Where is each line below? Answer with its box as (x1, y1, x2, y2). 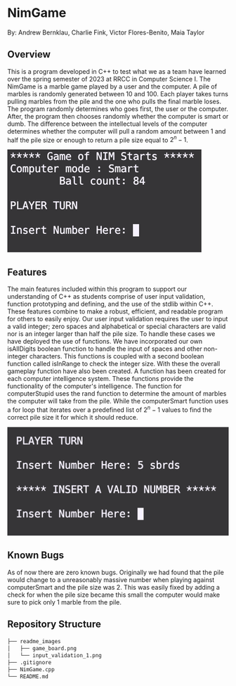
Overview (7, 48, 51, 60)
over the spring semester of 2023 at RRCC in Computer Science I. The (7, 75, 211, 83)
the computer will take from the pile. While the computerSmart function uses (7, 397, 229, 406)
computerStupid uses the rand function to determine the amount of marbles (7, 389, 227, 398)
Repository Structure (7, 619, 102, 630)
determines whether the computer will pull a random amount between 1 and (7, 127, 226, 135)
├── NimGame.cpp (7, 666, 55, 673)
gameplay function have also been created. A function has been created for (7, 367, 226, 375)
